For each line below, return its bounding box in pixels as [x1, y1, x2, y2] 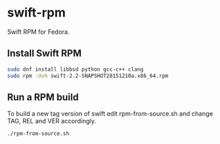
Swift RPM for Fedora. [7, 28, 70, 36]
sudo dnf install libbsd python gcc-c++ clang [7, 65, 144, 73]
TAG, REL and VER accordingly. [7, 117, 97, 125]
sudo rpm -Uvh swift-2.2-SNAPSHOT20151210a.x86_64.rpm [7, 72, 169, 79]
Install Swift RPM [7, 48, 82, 59]
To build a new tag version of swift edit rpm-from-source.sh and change [7, 110, 213, 118]
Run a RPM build [7, 91, 79, 103]
